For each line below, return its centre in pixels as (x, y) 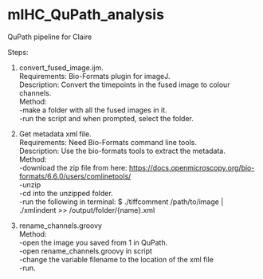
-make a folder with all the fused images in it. (93, 110)
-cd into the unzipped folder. (66, 193)
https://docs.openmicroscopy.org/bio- (192, 167)
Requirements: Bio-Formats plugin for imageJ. (94, 76)
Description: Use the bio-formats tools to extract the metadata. (122, 151)
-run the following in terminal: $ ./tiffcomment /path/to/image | (121, 202)
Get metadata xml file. (55, 134)
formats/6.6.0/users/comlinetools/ (75, 176)
